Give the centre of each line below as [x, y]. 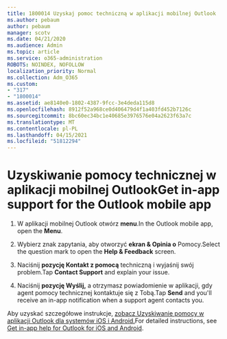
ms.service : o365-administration [55, 58]
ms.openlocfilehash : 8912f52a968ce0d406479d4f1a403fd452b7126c [99, 109]
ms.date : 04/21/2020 [37, 39]
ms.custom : [23, 84]
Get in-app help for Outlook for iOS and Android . [75, 328]
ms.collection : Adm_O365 [43, 77]
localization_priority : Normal [52, 71]
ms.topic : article [33, 52]
